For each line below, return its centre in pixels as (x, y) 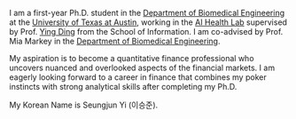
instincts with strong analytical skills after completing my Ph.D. (123, 87)
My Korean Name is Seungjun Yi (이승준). (84, 105)
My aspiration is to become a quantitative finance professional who (132, 58)
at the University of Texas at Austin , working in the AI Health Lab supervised (148, 22)
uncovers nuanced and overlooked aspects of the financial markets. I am (142, 67)
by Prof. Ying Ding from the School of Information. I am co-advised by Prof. (146, 32)
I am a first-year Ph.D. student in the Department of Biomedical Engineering (147, 13)
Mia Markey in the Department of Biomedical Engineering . (115, 41)
